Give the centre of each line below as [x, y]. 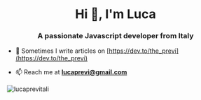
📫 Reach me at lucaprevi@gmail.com [71, 72]
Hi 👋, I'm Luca [116, 14]
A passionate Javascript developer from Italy [116, 36]
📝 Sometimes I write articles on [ [62, 51]
